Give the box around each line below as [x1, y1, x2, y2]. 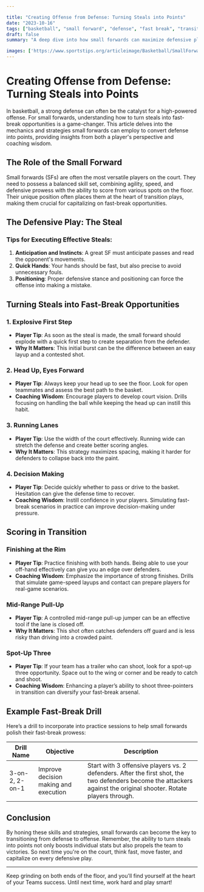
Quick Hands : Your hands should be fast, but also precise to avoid [15, 262, 182, 269]
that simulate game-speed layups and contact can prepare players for [15, 579, 190, 586]
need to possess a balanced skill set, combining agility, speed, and [6, 180, 174, 187]
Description [123, 747, 159, 756]
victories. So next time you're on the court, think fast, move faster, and [6, 848, 183, 855]
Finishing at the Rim [6, 545, 66, 554]
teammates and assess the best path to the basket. [15, 387, 143, 394]
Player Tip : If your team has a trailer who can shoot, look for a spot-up [15, 663, 192, 670]
